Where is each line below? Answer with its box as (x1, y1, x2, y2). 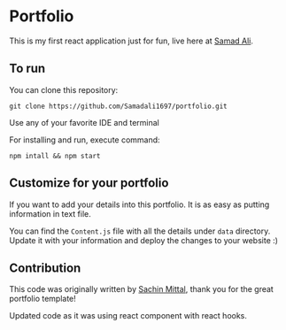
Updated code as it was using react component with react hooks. (9, 311, 248, 321)
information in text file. (9, 208, 91, 219)
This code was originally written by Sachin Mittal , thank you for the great (9, 284, 274, 295)
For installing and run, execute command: (9, 134, 161, 145)
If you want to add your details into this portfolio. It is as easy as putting (9, 199, 270, 210)
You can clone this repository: (9, 84, 119, 95)
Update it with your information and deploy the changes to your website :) (9, 234, 279, 245)
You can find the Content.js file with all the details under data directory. (9, 226, 271, 236)
